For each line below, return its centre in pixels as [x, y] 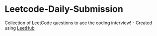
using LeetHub [20, 28]
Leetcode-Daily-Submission [64, 9]
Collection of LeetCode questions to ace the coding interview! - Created [78, 23]
